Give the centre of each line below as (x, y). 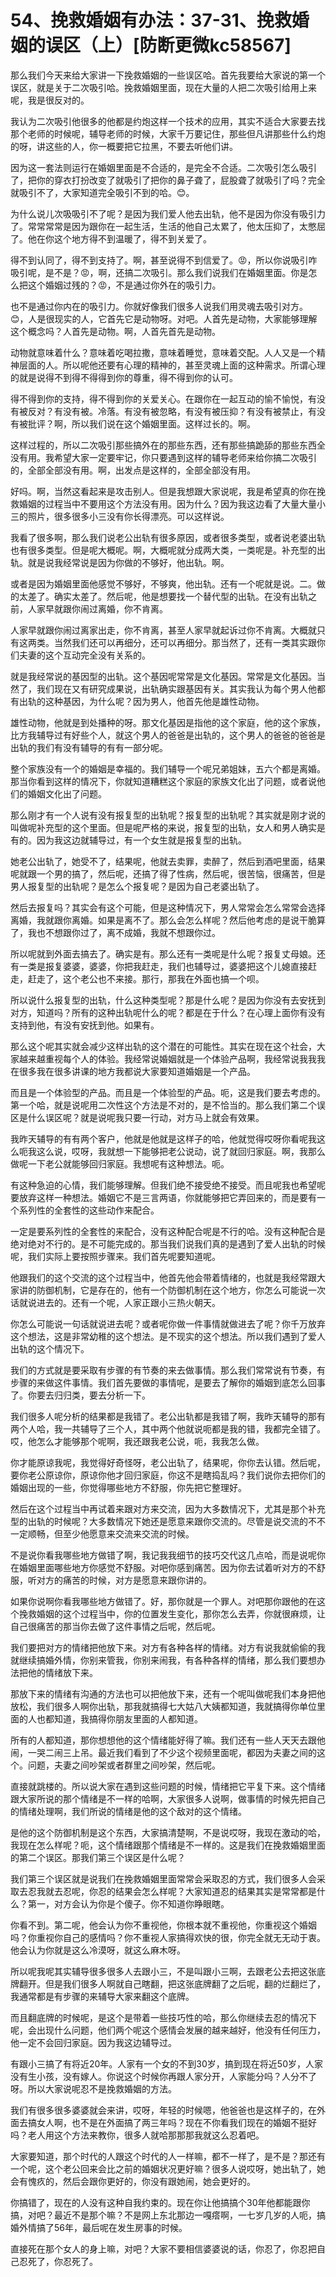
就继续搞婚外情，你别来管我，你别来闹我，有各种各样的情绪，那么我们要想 (163, 1660)
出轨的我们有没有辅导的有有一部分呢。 (89, 747)
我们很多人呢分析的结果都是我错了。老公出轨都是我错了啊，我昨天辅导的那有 (168, 1416)
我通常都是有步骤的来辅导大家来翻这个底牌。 (102, 1996)
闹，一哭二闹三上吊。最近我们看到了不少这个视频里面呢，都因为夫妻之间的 (163, 1752)
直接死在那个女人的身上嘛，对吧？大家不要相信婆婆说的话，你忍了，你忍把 (163, 2248)
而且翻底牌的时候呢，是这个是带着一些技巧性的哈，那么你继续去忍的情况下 (163, 2017)
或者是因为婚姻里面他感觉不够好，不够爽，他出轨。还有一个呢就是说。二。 (163, 583)
